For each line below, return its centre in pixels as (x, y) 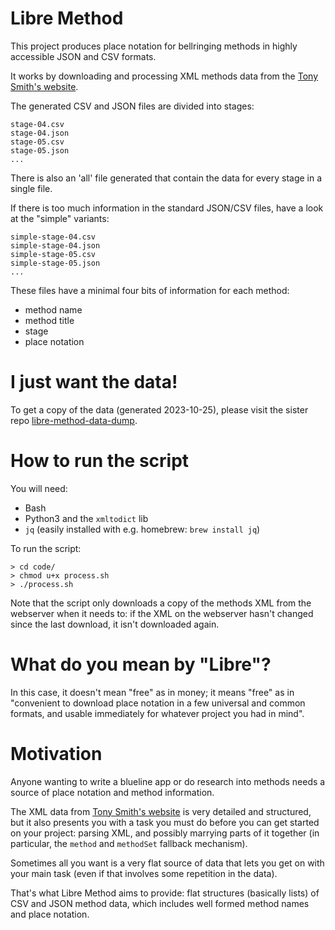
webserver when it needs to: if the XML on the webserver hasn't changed (162, 613)
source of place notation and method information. (112, 792)
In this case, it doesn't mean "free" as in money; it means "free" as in (152, 692)
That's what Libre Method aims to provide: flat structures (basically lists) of (165, 893)
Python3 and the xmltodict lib (86, 518)
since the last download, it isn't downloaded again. (115, 624)
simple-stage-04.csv (53, 237)
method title (49, 320)
